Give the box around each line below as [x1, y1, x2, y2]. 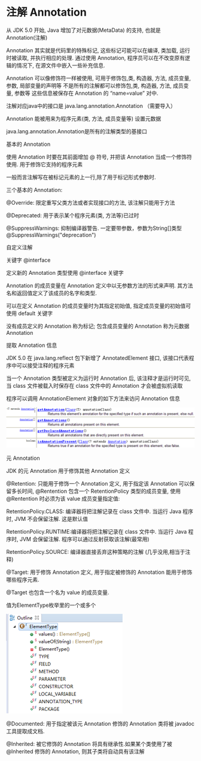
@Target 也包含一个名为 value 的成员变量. [6, 589, 109, 596]
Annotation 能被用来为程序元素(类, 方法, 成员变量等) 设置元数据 [6, 115, 162, 122]
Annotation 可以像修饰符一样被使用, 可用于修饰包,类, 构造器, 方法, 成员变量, [6, 74, 191, 82]
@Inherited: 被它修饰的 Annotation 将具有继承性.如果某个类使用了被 [6, 741, 172, 748]
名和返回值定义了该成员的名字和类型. [6, 289, 98, 296]
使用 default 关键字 [6, 310, 53, 317]
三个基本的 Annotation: [6, 186, 63, 193]
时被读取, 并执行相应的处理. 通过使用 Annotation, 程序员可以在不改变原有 [6, 54, 185, 61]
